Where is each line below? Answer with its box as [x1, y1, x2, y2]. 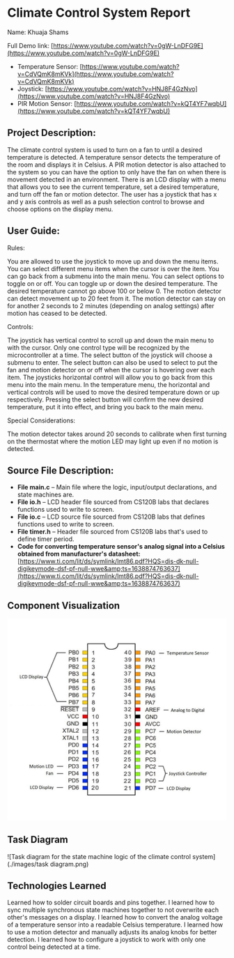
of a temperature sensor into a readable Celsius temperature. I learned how [7, 920, 224, 929]
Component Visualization [7, 600, 120, 611]
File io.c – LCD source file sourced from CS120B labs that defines [17, 512, 205, 521]
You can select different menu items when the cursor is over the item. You [7, 264, 219, 273]
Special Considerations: [7, 416, 75, 425]
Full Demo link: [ [7, 41, 54, 50]
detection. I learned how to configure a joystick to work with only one [7, 936, 206, 944]
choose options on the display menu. [7, 204, 114, 213]
